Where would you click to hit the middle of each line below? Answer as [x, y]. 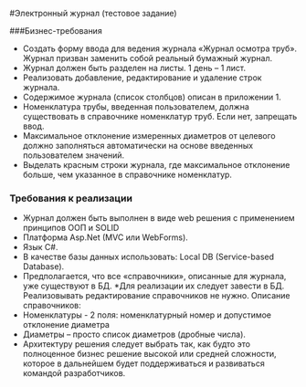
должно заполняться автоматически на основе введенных [138, 146]
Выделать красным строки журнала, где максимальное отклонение [156, 165]
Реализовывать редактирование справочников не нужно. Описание [156, 296]
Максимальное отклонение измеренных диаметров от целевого [149, 136]
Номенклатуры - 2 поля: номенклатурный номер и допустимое [147, 315]
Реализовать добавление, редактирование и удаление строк [142, 78]
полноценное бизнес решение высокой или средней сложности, [149, 354]
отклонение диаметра [66, 325]
